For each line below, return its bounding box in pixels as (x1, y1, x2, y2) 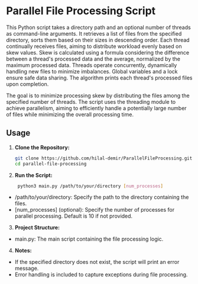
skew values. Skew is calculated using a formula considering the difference (6, 49, 190, 56)
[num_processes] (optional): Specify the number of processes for (14, 206, 175, 213)
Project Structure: (14, 224, 60, 231)
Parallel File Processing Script (6, 4, 156, 18)
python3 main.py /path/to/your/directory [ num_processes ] (17, 183, 164, 189)
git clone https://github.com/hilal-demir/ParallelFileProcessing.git (14, 155, 193, 161)
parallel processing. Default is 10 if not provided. (14, 212, 133, 220)
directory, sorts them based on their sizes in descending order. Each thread (6, 36, 190, 43)
